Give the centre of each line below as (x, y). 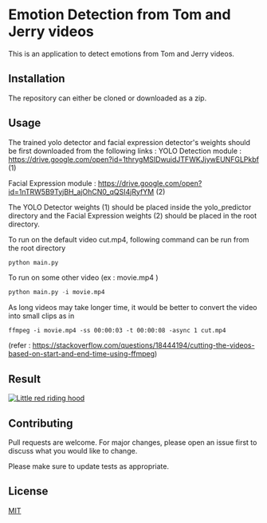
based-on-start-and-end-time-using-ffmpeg (82, 354)
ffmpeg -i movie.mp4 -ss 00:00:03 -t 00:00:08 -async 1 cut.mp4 (117, 331)
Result (25, 379)
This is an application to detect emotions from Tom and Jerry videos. (122, 53)
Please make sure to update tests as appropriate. (89, 466)
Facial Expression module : (52, 183)
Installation (37, 79)
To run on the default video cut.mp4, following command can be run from (129, 239)
